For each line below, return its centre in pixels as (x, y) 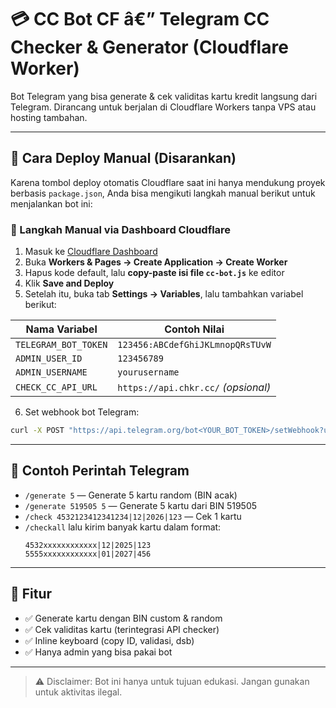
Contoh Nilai (194, 329)
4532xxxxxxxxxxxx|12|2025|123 (88, 545)
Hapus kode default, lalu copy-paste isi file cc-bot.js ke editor (154, 273)
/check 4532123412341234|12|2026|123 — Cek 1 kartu (133, 516)
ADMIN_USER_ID (49, 359)
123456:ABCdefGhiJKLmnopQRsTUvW (194, 345)
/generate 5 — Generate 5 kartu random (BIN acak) (131, 495)
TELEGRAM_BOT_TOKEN (61, 345)
